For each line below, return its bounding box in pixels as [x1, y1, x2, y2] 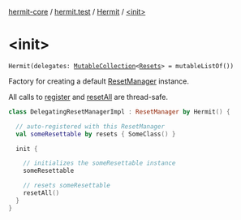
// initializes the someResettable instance [23, 159, 176, 167]
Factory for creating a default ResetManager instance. [8, 76, 189, 86]
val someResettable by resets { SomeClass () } [15, 130, 176, 138]
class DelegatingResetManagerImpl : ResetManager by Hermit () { [8, 107, 230, 116]
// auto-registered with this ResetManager [15, 122, 165, 131]
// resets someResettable [23, 182, 111, 190]
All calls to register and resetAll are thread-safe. [8, 92, 169, 101]
